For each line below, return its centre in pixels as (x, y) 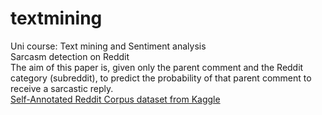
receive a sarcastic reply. (62, 88)
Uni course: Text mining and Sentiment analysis (108, 46)
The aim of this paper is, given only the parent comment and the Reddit (157, 67)
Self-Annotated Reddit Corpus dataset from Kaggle (115, 99)
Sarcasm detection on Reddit (70, 56)
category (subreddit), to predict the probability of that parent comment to (161, 78)
